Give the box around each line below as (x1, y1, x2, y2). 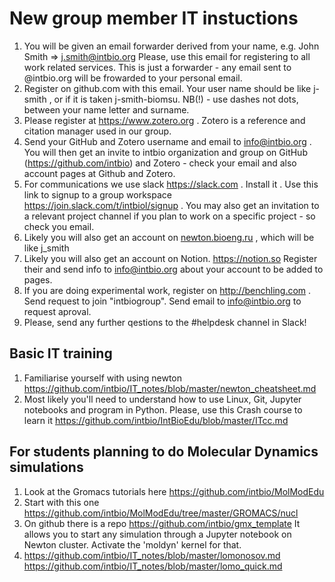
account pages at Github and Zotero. (23, 167, 176, 179)
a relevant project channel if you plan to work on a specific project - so (23, 210, 316, 222)
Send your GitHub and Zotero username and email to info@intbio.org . (23, 135, 312, 147)
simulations (9, 459, 84, 476)
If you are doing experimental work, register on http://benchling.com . (23, 284, 312, 296)
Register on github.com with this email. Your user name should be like (23, 82, 312, 94)
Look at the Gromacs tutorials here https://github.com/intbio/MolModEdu (23, 485, 325, 497)
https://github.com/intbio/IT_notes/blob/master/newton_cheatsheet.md (23, 382, 317, 394)
